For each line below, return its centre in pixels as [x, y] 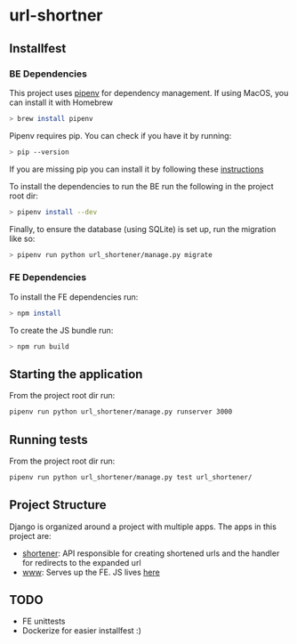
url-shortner [56, 16]
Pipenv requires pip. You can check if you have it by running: [120, 135]
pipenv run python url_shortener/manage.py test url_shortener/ [131, 477]
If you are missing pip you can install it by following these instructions [136, 169]
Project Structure [58, 505]
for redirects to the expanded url [81, 562]
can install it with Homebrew [61, 102]
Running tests [49, 440]
